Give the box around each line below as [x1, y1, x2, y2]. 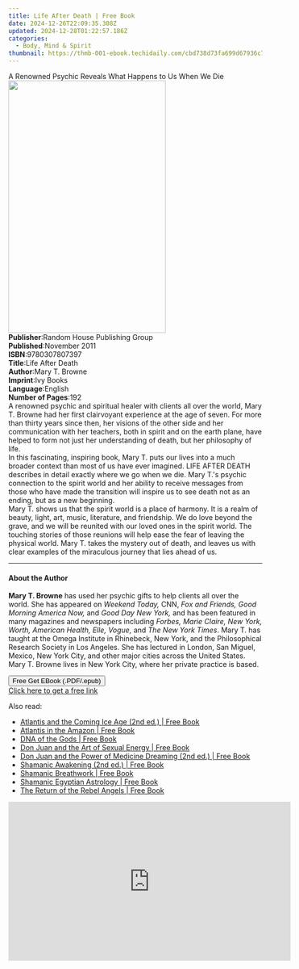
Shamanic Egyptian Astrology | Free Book [19, 777, 159, 787]
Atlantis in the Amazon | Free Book [19, 726, 135, 736]
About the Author [8, 573, 69, 582]
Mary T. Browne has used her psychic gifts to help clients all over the [8, 591, 239, 601]
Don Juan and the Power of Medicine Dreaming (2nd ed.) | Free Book [19, 752, 251, 761]
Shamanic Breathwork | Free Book [19, 769, 134, 778]
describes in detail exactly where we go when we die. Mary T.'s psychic [8, 470, 247, 479]
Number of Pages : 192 [8, 392, 82, 402]
